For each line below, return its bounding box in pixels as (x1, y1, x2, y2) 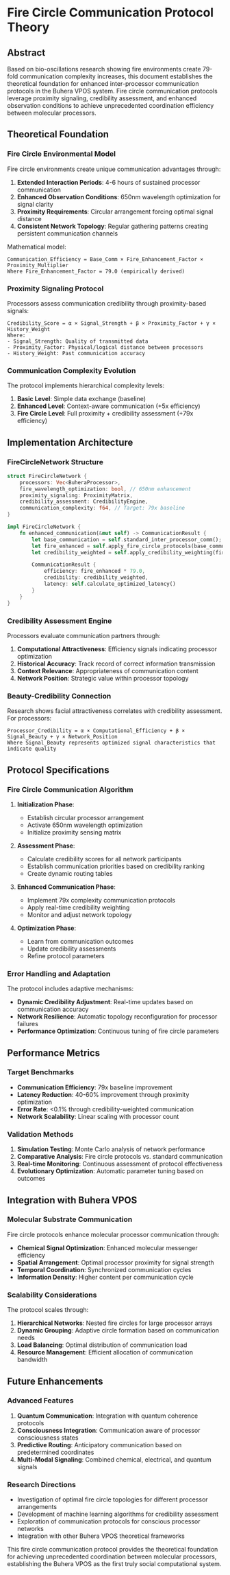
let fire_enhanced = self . (31, 543, 109, 549)
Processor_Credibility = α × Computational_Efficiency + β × (7, 727, 186, 734)
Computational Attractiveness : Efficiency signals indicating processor (16, 644, 218, 653)
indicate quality (7, 745, 57, 753)
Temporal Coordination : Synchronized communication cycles (16, 1265, 192, 1273)
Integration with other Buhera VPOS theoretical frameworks (16, 1532, 185, 1540)
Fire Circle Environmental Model (7, 149, 116, 159)
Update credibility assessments (27, 944, 116, 953)
